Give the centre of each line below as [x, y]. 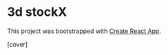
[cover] [18, 44]
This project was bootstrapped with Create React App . [84, 31]
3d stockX [37, 12]
